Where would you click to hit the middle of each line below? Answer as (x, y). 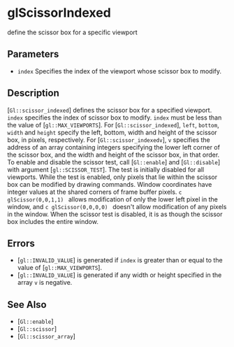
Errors (21, 243)
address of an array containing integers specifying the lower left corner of (114, 147)
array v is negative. (45, 283)
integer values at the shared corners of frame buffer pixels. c (95, 192)
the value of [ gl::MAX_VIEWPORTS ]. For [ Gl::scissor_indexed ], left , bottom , (113, 125)
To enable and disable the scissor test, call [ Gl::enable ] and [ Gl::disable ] (114, 162)
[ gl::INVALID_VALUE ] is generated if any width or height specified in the (119, 275)
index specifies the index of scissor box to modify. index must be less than (115, 118)
